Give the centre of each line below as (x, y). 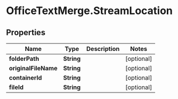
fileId (16, 87)
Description (103, 49)
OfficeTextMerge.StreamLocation (89, 11)
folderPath (24, 59)
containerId (25, 78)
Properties (26, 33)
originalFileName (33, 68)
